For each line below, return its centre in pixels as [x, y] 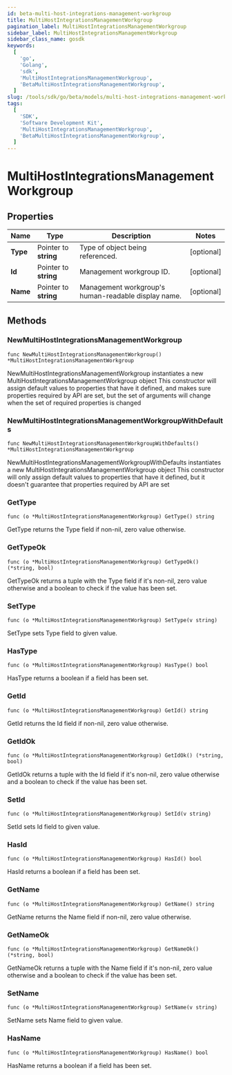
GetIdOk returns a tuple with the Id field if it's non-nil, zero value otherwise [113, 774]
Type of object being [113, 247]
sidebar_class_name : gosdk [46, 39]
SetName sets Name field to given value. [65, 1020]
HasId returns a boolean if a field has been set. [74, 872]
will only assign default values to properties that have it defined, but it [106, 477]
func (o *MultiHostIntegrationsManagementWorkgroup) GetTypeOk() [103, 562]
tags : [15, 104]
